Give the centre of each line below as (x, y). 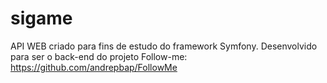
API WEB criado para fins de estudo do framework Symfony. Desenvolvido (164, 46)
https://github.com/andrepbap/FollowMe (94, 67)
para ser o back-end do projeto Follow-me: (99, 56)
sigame (41, 18)
